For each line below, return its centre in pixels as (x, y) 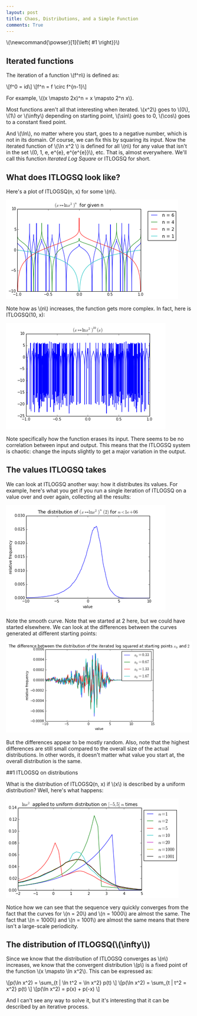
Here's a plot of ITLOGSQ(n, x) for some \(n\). (61, 191)
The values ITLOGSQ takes (56, 470)
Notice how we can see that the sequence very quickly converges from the (97, 907)
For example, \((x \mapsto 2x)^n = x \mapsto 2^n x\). (70, 98)
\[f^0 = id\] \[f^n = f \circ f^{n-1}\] (47, 87)
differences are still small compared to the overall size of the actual (88, 748)
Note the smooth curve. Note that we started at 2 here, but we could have (96, 621)
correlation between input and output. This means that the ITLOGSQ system (98, 445)
